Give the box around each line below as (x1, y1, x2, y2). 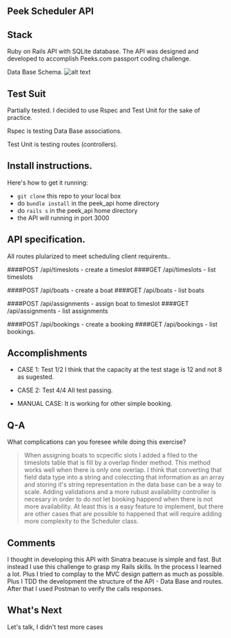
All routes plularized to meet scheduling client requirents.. (7, 251, 171, 260)
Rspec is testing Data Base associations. (7, 127, 122, 135)
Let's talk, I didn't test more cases (7, 623, 103, 631)
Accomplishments (7, 347, 88, 359)
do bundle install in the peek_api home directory (17, 199, 160, 207)
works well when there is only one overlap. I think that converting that (23, 466, 222, 474)
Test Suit (7, 88, 46, 99)
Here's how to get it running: (7, 178, 88, 187)
